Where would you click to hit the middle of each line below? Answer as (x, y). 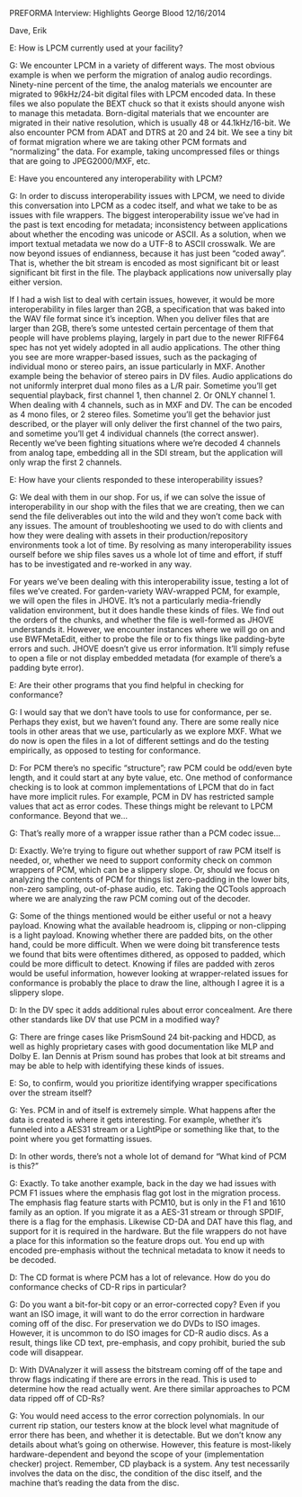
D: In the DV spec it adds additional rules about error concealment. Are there (151, 1010)
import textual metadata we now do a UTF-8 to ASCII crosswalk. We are (142, 244)
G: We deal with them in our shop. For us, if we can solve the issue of (138, 497)
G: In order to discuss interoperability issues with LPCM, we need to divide (147, 196)
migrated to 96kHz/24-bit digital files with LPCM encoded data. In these (142, 94)
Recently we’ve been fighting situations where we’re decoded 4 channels (145, 443)
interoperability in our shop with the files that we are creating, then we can (147, 507)
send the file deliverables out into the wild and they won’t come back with (146, 516)
